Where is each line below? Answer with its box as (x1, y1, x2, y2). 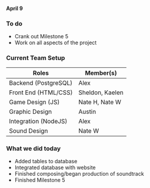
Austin (78, 108, 96, 116)
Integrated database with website (14, 164, 96, 171)
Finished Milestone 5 (14, 177, 65, 184)
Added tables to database (14, 158, 78, 165)
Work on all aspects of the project (14, 39, 97, 46)
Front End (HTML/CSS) (9, 88, 73, 97)
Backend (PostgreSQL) (9, 79, 73, 87)
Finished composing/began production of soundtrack (14, 170, 144, 177)
